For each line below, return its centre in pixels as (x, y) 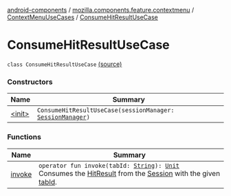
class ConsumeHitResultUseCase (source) (65, 64)
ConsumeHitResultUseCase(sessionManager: (106, 110)
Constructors (30, 82)
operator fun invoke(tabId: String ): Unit (109, 165)
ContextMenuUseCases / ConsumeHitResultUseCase (82, 17)
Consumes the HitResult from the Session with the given (130, 173)
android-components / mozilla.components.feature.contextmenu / (101, 10)
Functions (24, 137)
